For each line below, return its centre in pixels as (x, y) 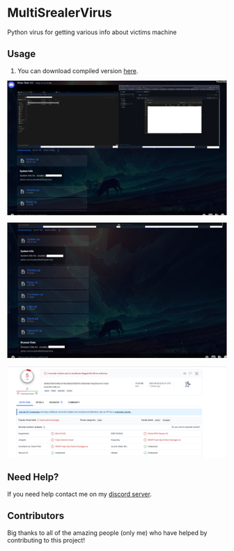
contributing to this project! (46, 540)
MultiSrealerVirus (60, 13)
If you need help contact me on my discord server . (79, 494)
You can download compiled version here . (78, 70)
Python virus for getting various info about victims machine (92, 32)
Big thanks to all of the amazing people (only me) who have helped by (107, 533)
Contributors (36, 516)
